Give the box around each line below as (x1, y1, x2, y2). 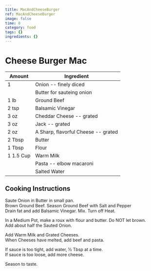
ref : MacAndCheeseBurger (5, 12, 56, 17)
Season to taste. (5, 261, 38, 267)
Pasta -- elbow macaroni (35, 160, 94, 167)
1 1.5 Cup (7, 152, 31, 159)
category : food (5, 25, 36, 30)
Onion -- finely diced (35, 81, 85, 88)
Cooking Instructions (5, 184, 71, 193)
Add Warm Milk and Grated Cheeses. (5, 232, 79, 237)
